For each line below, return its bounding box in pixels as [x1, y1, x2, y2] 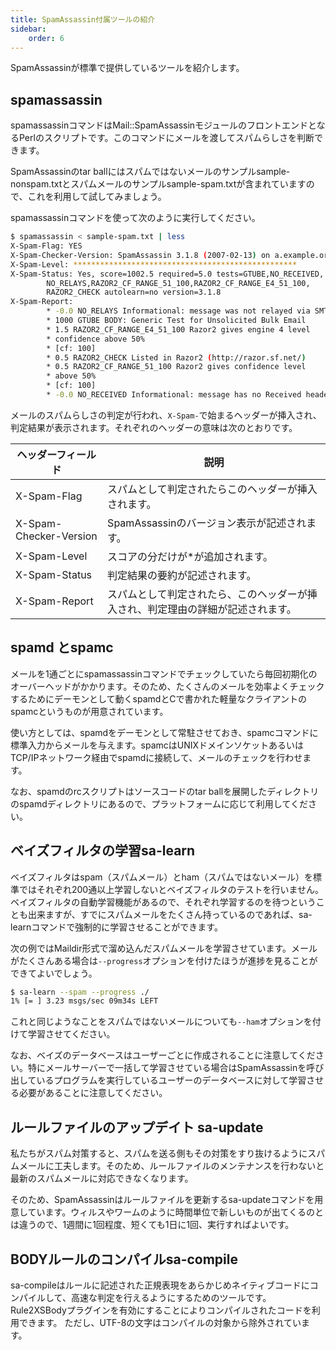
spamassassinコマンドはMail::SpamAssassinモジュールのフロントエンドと [10, 119, 317, 131]
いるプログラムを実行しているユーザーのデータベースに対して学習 [36, 1074, 307, 1086]
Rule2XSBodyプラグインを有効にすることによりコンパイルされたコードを [10, 1304, 312, 1316]
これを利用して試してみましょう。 [27, 191, 167, 203]
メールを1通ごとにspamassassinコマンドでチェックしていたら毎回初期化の [10, 667, 318, 680]
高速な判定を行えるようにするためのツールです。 [70, 1291, 272, 1303]
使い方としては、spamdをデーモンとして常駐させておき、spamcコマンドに [10, 726, 319, 738]
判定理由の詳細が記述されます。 [147, 602, 297, 616]
